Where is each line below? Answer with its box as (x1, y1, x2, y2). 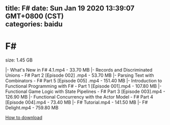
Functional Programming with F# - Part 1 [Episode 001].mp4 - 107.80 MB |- (5, 83, 162, 89)
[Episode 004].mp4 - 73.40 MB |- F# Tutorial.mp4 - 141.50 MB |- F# (5, 99, 148, 106)
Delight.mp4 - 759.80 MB (5, 105, 59, 111)
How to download (5, 114, 42, 121)
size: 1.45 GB (5, 57, 33, 63)
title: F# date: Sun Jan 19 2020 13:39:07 (5, 4, 135, 13)
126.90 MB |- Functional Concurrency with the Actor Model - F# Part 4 (5, 94, 154, 100)
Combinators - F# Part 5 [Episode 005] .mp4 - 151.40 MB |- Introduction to (5, 78, 162, 84)
